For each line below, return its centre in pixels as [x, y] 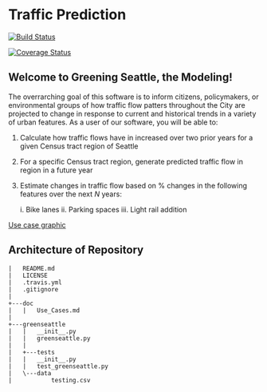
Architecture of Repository [76, 250]
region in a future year [56, 170]
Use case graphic [37, 224]
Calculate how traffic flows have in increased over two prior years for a [136, 137]
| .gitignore [33, 289]
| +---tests [32, 352]
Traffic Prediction [67, 15]
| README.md [32, 268]
